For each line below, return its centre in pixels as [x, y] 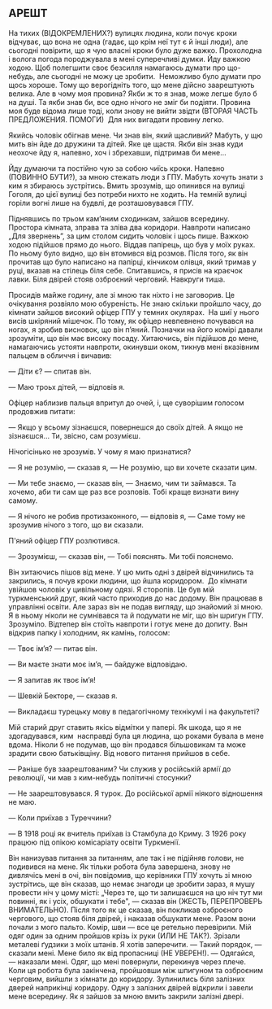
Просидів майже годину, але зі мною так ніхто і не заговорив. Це [122, 295]
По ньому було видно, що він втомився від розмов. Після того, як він [128, 253]
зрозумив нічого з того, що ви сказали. [76, 525]
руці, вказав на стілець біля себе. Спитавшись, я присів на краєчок [126, 270]
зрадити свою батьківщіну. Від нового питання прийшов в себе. [119, 753]
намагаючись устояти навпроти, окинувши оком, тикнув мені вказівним [134, 347]
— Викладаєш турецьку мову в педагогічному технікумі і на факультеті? [134, 711]
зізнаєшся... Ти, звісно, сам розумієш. [74, 435]
